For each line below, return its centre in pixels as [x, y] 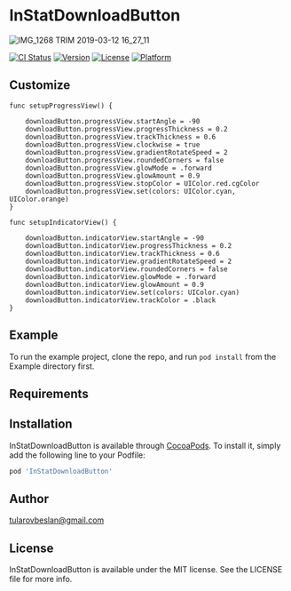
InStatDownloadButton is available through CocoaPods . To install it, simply [145, 445]
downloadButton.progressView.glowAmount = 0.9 [113, 176]
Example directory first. [52, 366]
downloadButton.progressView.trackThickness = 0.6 [121, 137]
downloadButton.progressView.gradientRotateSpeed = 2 [126, 152]
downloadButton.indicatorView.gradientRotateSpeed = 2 [129, 261]
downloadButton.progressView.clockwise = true [113, 144]
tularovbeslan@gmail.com [57, 520]
